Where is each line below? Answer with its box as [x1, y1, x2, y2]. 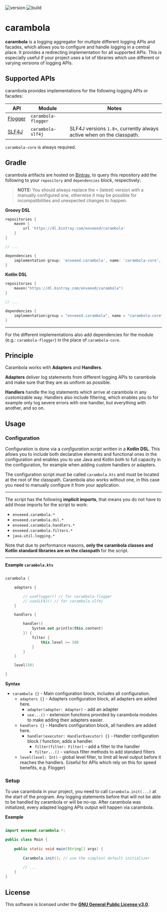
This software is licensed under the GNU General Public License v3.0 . [5, 901, 150, 907]
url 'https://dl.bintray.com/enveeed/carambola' [23, 226, 126, 231]
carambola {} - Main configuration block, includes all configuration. [12, 690, 150, 696]
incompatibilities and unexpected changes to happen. [17, 197, 128, 203]
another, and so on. [5, 405, 45, 411]
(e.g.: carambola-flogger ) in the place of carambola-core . [5, 337, 121, 343]
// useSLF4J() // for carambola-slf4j [23, 599, 103, 604]
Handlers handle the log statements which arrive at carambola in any [5, 389, 147, 395]
